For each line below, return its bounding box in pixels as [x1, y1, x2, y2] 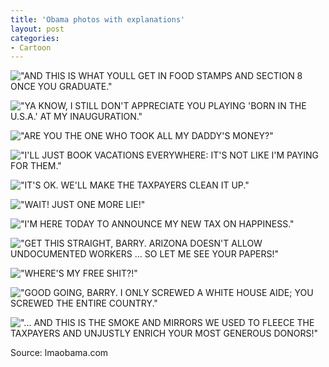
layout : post [10, 24, 65, 34]
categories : [10, 33, 60, 43]
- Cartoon [10, 42, 52, 53]
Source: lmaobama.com [10, 347, 109, 359]
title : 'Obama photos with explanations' [10, 14, 186, 25]
